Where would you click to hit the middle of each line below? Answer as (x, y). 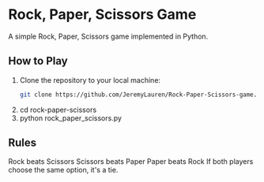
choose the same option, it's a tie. (63, 170)
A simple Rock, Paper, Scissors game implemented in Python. (108, 36)
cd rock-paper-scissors (58, 110)
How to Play (38, 61)
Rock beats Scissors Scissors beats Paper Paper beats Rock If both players (131, 162)
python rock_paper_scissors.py (71, 118)
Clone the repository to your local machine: (90, 80)
